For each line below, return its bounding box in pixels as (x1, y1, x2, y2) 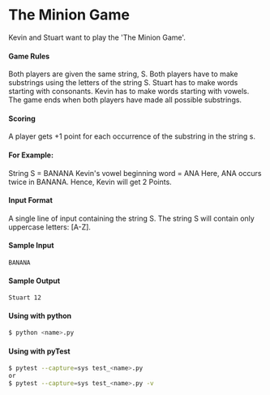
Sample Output (8, 276, 61, 286)
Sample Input (8, 241, 54, 251)
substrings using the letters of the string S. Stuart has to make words (8, 78, 238, 88)
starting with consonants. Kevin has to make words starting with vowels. (8, 87, 250, 97)
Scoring (8, 114, 36, 123)
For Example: (8, 150, 54, 160)
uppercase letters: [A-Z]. (8, 221, 92, 232)
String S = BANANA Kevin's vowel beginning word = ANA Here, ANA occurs (8, 168, 262, 178)
